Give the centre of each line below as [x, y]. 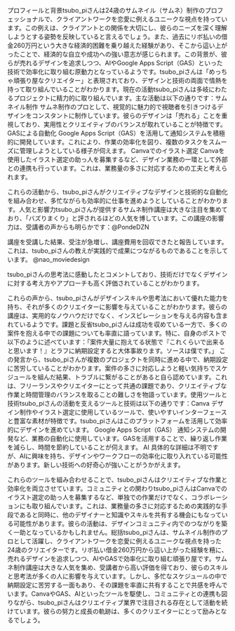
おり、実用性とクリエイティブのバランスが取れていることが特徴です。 [126, 124]
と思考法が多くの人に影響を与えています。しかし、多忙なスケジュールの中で [117, 576]
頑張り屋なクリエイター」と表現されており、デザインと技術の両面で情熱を [120, 80]
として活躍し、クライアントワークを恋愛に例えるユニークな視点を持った [117, 541]
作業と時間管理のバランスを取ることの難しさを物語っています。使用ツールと [117, 394]
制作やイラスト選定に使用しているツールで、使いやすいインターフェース [123, 412]
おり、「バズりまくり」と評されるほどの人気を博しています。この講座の [110, 218]
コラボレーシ [209, 497]
